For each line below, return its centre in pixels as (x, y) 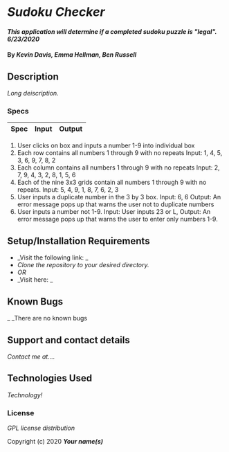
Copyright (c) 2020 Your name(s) (55, 442)
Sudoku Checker (56, 12)
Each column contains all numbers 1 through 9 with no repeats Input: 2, (118, 168)
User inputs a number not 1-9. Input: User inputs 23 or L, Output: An (114, 212)
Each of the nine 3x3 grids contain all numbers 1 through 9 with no (112, 182)
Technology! (25, 395)
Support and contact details (68, 340)
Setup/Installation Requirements (79, 241)
